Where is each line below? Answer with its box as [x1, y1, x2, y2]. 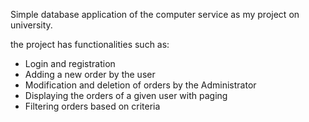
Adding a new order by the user [24, 69, 156, 80]
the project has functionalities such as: [10, 39, 170, 50]
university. [10, 19, 53, 31]
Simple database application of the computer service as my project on [10, 9, 300, 20]
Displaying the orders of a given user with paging [24, 90, 228, 101]
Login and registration [24, 58, 116, 69]
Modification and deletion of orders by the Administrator [24, 79, 257, 91]
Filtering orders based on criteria [24, 100, 161, 112]
